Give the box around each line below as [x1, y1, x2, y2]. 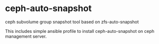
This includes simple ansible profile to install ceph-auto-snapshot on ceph [5, 28, 155, 34]
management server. [5, 33, 47, 39]
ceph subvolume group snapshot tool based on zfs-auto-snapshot [5, 19, 139, 25]
